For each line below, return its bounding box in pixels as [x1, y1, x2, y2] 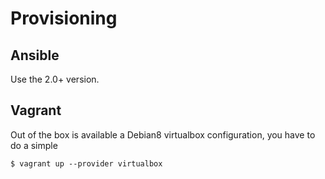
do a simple [10, 139, 58, 151]
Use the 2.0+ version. [10, 73, 100, 85]
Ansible [10, 47, 60, 64]
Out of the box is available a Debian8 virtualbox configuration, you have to [10, 128, 316, 141]
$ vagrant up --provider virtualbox [10, 158, 163, 169]
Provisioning [10, 7, 118, 30]
